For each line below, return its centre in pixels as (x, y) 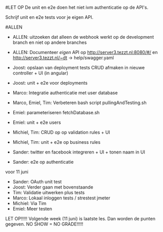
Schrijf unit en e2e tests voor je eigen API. (49, 17)
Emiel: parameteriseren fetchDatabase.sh (56, 112)
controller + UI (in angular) (40, 73)
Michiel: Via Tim (30, 203)
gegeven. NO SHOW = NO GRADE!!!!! (44, 224)
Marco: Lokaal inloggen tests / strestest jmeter (61, 198)
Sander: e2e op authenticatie (43, 162)
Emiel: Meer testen (32, 209)
